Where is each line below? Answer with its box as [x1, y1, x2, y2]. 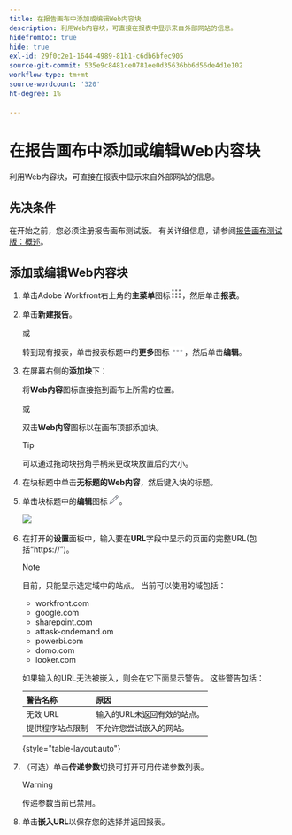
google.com [35, 608, 80, 618]
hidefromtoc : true [9, 33, 77, 42]
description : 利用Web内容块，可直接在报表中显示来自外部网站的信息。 [9, 23, 237, 33]
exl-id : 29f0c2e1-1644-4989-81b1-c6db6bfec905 [9, 51, 184, 61]
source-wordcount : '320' [9, 80, 101, 89]
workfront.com [35, 598, 90, 609]
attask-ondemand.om [35, 626, 114, 637]
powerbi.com [35, 635, 84, 647]
